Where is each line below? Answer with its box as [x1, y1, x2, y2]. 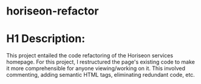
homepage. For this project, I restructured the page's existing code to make [6, 59, 196, 66]
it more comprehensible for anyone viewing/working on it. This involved [6, 65, 186, 72]
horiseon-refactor [6, 4, 99, 18]
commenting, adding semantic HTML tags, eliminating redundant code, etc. [6, 71, 196, 79]
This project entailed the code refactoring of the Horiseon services [6, 52, 174, 59]
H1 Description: [6, 32, 86, 46]
